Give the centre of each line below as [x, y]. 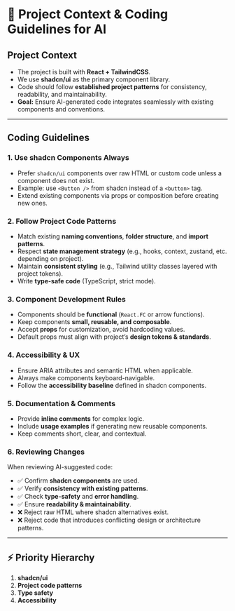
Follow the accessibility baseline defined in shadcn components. [112, 385]
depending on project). [50, 258]
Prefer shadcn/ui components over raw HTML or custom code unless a [120, 173]
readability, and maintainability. [62, 94]
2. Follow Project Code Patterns [62, 221]
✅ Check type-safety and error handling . [78, 497]
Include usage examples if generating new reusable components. [112, 426]
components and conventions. [61, 109]
